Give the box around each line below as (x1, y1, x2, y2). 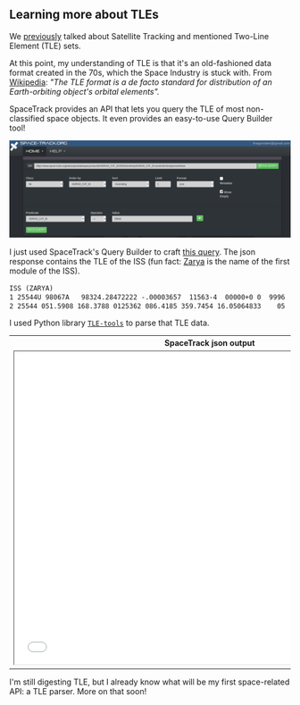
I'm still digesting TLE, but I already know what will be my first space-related (9, 676, 290, 687)
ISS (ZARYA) (9, 284, 54, 293)
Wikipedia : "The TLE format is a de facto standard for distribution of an (9, 76, 272, 88)
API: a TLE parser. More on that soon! (9, 686, 147, 697)
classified (9, 113, 45, 123)
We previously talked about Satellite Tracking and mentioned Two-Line (9, 30, 270, 41)
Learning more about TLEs (9, 7, 159, 22)
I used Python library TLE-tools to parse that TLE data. (9, 317, 210, 329)
